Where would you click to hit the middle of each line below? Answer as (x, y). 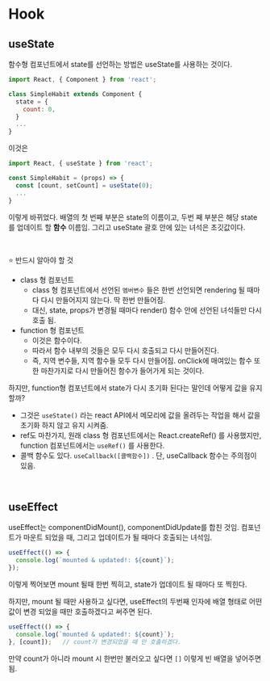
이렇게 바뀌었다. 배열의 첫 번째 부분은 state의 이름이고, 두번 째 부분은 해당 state (133, 217)
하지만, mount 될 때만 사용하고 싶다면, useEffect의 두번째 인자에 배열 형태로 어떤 (135, 601)
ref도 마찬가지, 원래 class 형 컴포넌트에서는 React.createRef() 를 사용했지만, (141, 435)
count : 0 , (39, 109)
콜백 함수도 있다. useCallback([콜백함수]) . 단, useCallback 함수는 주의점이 (138, 455)
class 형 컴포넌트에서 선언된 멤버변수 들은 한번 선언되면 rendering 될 (139, 290)
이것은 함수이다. (57, 340)
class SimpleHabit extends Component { (75, 94)
